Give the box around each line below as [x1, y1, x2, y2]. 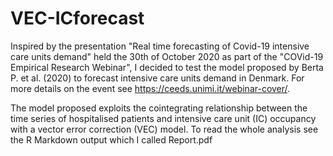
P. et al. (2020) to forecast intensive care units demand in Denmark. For [10, 72, 305, 84]
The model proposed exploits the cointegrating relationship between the [10, 102, 308, 114]
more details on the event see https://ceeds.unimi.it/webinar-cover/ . [10, 82, 291, 94]
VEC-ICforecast [10, 7, 145, 30]
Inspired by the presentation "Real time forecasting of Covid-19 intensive [10, 40, 310, 52]
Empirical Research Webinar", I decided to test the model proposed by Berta [10, 61, 324, 73]
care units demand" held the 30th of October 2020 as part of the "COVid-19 [10, 50, 324, 62]
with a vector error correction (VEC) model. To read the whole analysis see [10, 123, 319, 135]
